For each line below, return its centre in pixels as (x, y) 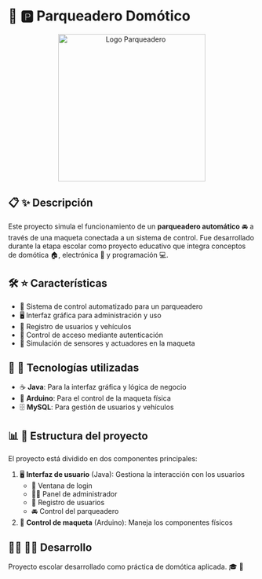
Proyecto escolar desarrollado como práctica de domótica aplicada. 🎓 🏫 (126, 566)
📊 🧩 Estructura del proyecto (78, 436)
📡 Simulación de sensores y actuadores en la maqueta (107, 343)
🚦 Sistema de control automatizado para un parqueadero (111, 306)
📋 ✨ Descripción (51, 203)
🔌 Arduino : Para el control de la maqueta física (95, 398)
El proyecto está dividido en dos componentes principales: (103, 459)
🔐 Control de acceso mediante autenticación (91, 335)
